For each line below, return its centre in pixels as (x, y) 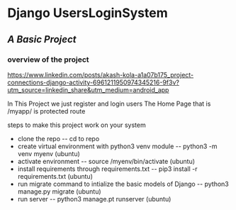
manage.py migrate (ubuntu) (59, 191)
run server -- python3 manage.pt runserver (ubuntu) (94, 199)
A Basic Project (42, 39)
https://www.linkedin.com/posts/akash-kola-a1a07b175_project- (101, 74)
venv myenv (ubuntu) (49, 153)
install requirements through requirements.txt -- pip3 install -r (107, 169)
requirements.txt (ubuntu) (55, 176)
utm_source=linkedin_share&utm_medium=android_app (88, 89)
